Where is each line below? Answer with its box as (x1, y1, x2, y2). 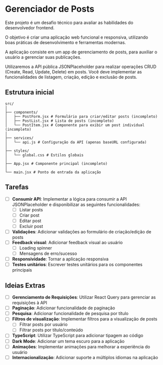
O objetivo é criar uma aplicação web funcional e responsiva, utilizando (5, 34, 148, 40)
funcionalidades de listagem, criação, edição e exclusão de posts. (5, 74, 138, 80)
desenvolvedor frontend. (5, 24, 55, 30)
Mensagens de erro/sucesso (19, 251, 77, 256)
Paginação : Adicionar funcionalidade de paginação (12, 305, 115, 311)
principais (12, 267, 33, 273)
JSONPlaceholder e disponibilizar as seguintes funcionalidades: (12, 202, 141, 207)
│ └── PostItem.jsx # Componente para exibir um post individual (5, 122, 145, 128)
